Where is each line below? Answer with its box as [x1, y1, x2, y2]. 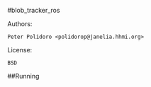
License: [7, 46, 33, 54]
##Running [7, 72, 40, 80]
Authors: [7, 20, 33, 28]
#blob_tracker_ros [7, 6, 60, 14]
